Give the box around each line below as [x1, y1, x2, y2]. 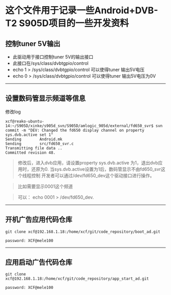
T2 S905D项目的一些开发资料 [5, 17, 129, 29]
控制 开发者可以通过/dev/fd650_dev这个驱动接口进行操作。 [31, 172, 155, 179]
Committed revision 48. [5, 150, 56, 155]
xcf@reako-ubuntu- [5, 118, 44, 124]
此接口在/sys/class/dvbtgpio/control [12, 60, 89, 66]
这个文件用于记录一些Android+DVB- [5, 5, 158, 16]
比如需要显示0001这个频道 [17, 183, 73, 189]
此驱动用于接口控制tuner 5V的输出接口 [12, 54, 94, 60]
